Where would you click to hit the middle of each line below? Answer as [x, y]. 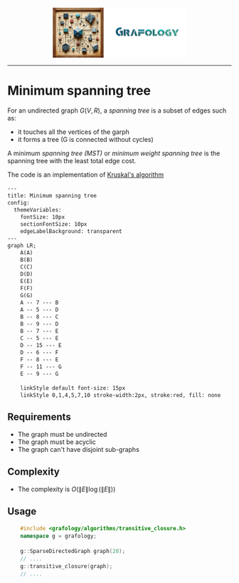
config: [19, 202]
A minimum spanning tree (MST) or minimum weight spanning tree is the [114, 153]
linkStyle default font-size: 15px [73, 388]
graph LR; [22, 245]
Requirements [39, 417]
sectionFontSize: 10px [54, 224]
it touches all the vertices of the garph [74, 132]
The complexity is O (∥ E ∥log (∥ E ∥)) [67, 489]
